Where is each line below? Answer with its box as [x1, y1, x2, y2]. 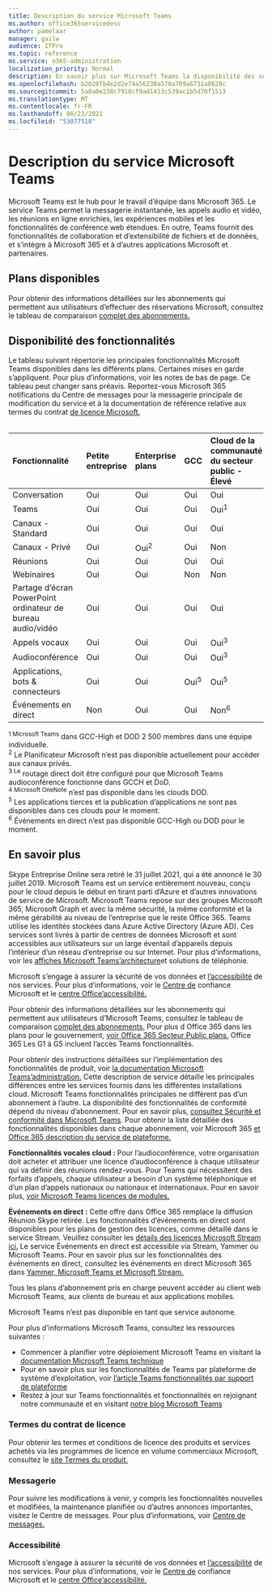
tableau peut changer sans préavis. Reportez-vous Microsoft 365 [8, 381, 227, 391]
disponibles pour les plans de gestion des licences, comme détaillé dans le [8, 1224, 258, 1233]
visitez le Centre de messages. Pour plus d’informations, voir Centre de [8, 1511, 246, 1521]
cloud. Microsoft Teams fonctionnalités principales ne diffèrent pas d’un [8, 1089, 249, 1099]
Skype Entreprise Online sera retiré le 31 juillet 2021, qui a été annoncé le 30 [8, 869, 262, 879]
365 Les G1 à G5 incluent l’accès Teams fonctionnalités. [8, 1039, 194, 1048]
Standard [12, 527, 48, 539]
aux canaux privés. [8, 759, 72, 768]
